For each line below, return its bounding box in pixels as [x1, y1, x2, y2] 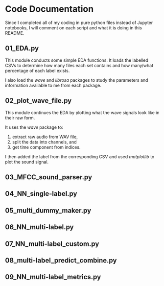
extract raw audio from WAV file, [12, 134, 78, 140]
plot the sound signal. [5, 159, 49, 165]
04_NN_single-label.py [5, 190, 77, 198]
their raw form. [5, 115, 35, 120]
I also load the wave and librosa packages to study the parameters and [5, 77, 148, 83]
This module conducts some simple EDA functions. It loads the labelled [5, 57, 148, 63]
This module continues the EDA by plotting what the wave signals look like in [5, 109, 160, 116]
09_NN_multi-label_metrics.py [5, 273, 101, 281]
